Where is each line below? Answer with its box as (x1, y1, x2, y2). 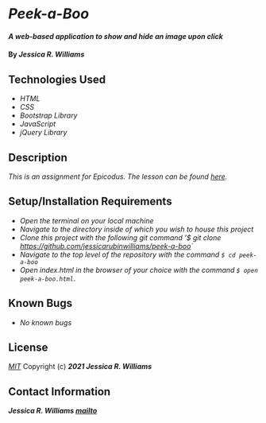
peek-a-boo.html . (19, 274, 76, 283)
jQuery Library (19, 128, 67, 138)
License (8, 341, 48, 355)
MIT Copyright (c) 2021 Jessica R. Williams (8, 362, 152, 371)
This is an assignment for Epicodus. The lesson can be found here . (8, 172, 228, 181)
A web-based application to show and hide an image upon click (8, 31, 224, 41)
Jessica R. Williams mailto (8, 406, 98, 416)
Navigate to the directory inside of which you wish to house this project (19, 224, 254, 234)
